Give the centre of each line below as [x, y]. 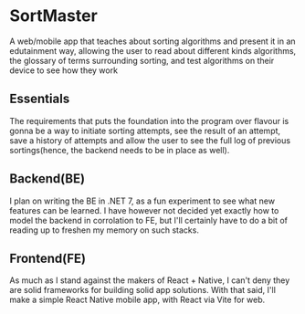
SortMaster [53, 16]
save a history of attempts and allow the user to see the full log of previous [150, 140]
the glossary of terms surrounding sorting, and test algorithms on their [142, 60]
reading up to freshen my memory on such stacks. [104, 230]
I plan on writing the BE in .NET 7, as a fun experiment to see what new [142, 201]
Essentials [40, 99]
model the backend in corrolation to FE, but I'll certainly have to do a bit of [149, 220]
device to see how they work [64, 70]
